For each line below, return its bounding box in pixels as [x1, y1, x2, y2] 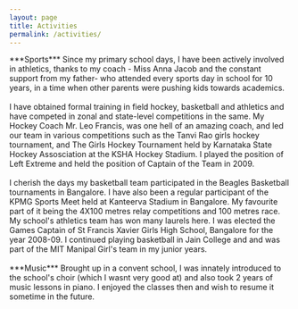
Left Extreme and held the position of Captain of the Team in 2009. [9, 158, 255, 170]
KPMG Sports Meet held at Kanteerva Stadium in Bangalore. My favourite [9, 196, 278, 207]
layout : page [9, 13, 58, 22]
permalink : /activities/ [9, 29, 102, 38]
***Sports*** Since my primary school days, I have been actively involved [9, 54, 285, 65]
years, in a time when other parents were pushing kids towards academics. [9, 82, 286, 94]
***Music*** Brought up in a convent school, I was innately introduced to [9, 263, 282, 273]
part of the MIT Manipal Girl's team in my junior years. [9, 244, 208, 255]
